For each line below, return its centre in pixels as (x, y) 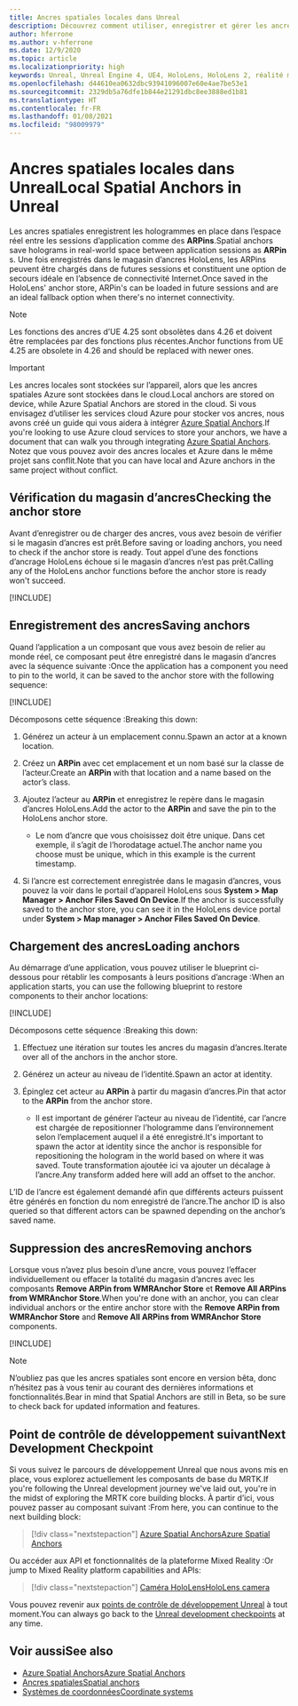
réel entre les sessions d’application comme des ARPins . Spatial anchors (141, 240)
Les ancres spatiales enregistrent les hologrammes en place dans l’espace (145, 231)
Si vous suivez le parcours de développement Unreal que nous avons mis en (149, 1470)
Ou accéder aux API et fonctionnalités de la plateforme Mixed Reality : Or (141, 1561)
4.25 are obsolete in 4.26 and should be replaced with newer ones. (132, 350)
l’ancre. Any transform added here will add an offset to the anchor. (155, 1175)
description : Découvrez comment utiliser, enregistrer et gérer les (138, 26)
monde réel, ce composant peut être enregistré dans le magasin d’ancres (143, 656)
